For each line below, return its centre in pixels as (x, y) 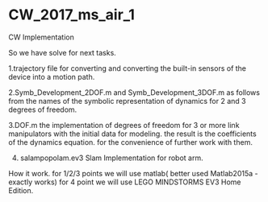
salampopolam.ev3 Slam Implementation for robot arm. (111, 158)
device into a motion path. (52, 76)
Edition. (21, 190)
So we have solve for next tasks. (63, 52)
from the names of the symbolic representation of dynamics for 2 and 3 (127, 101)
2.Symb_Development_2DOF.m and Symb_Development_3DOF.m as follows (134, 92)
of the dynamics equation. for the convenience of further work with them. (130, 142)
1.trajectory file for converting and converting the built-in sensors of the (128, 68)
